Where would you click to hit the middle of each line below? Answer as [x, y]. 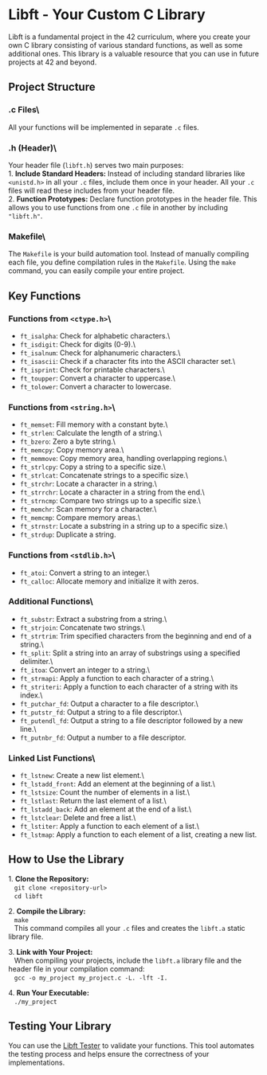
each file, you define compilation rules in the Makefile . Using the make [122, 262]
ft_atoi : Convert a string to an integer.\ [84, 573]
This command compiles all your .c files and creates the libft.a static [130, 928]
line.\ [28, 729]
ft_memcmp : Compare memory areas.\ [80, 518]
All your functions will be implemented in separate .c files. [104, 127]
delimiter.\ [36, 661]
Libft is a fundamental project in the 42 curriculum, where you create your [130, 37]
